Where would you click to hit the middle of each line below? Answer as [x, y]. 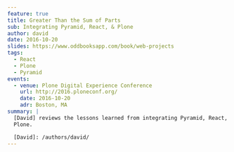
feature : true [28, 14]
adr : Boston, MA [44, 105]
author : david [28, 33]
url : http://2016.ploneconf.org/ [69, 92]
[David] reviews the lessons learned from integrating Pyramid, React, [121, 118]
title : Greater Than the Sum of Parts [64, 20]
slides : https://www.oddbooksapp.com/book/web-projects [91, 46]
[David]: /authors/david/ [52, 137]
